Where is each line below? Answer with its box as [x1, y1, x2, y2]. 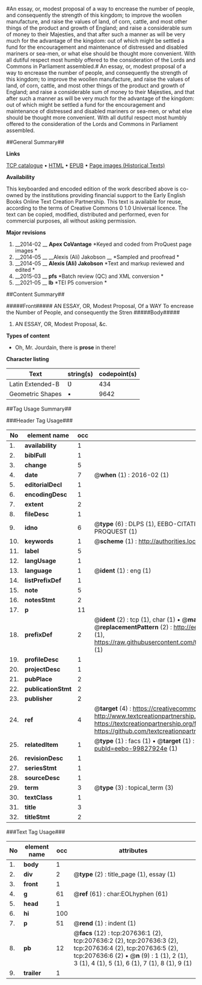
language [25, 567, 52, 574]
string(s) [67, 370, 93, 378]
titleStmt [25, 813, 50, 821]
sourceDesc [25, 774, 60, 782]
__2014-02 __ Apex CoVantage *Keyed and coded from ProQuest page [14, 241, 192, 248]
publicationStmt [25, 685, 72, 693]
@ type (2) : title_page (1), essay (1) [73, 870, 176, 878]
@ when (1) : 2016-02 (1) [94, 471, 170, 479]
